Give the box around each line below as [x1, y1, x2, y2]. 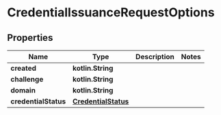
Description [135, 52, 174, 61]
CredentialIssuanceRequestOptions [7, 5, 215, 20]
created [10, 63, 36, 73]
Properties [7, 32, 53, 44]
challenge [10, 75, 44, 84]
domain [10, 86, 36, 95]
